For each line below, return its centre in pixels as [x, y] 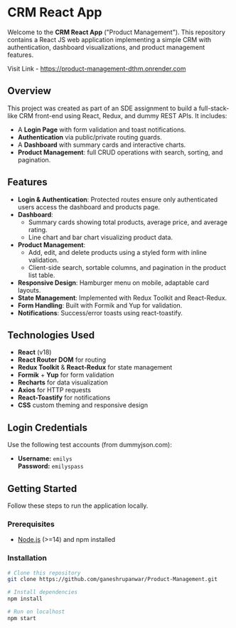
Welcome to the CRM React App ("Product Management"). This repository [117, 32]
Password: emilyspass [50, 466]
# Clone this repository [44, 573]
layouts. [29, 290]
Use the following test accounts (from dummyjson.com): [90, 445]
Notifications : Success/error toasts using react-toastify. [100, 313]
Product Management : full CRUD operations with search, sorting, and [120, 152]
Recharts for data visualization [63, 382]
